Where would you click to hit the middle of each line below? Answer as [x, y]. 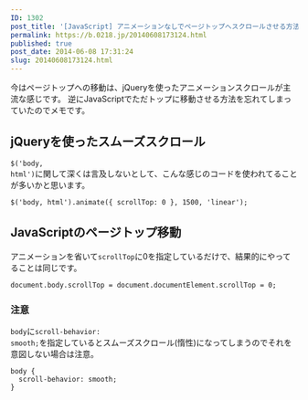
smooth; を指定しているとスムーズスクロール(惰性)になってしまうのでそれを [151, 342]
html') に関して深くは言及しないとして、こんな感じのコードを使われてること [154, 174]
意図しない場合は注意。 [54, 353]
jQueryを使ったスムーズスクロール [108, 142]
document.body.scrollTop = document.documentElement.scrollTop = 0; [143, 285]
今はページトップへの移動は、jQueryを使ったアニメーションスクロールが [147, 87]
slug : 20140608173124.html [62, 60]
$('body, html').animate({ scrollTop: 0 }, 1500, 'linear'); [129, 202]
